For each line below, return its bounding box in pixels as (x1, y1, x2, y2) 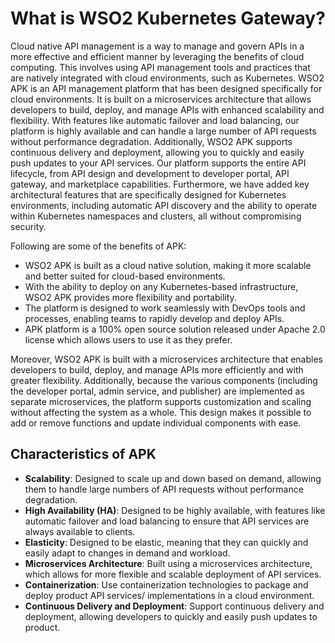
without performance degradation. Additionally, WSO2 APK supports (10, 135, 293, 147)
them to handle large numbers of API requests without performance (24, 483, 304, 495)
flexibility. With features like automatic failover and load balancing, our (10, 114, 300, 126)
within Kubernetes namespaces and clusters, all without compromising (10, 210, 302, 222)
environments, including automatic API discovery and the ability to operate (10, 199, 318, 211)
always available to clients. (24, 525, 136, 537)
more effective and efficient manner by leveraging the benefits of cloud (10, 50, 305, 62)
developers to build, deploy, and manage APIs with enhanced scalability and (10, 103, 325, 116)
